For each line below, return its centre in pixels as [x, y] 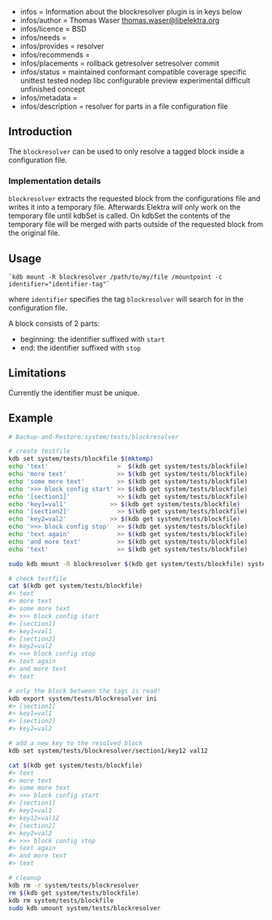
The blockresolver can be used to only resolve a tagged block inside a [126, 151]
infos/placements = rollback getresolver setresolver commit [120, 63]
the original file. [34, 233]
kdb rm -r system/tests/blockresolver [74, 885]
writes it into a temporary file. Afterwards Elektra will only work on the [125, 207]
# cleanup [25, 878]
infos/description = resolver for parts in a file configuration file [124, 106]
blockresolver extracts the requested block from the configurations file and [134, 198]
